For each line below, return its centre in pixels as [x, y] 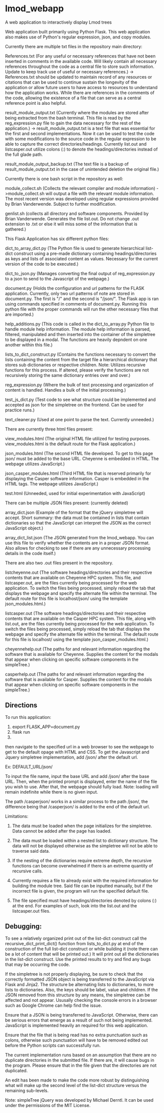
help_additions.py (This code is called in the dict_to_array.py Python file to [80, 324]
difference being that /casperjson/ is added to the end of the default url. [78, 806]
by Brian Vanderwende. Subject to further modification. [61, 204]
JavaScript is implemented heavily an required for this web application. [77, 1025]
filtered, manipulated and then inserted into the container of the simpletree [80, 334]
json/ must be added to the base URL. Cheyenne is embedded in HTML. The [82, 459]
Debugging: [23, 926]
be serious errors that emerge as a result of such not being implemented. [79, 1020]
